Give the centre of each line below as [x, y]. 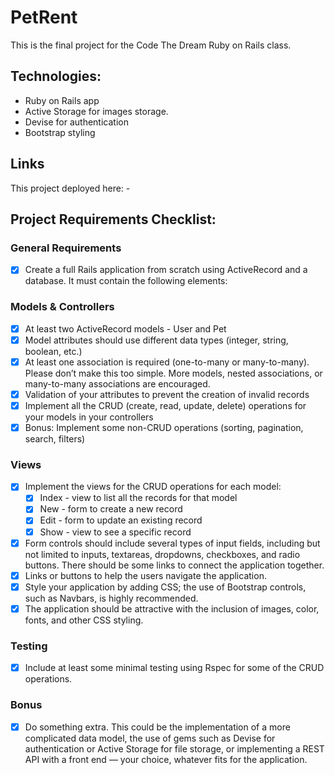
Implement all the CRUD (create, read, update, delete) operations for [165, 405]
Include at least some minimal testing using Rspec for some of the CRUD [174, 668]
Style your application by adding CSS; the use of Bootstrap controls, [165, 587]
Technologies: [56, 76]
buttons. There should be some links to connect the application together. [174, 565]
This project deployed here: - [70, 188]
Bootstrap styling [60, 132]
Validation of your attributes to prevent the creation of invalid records [167, 394]
